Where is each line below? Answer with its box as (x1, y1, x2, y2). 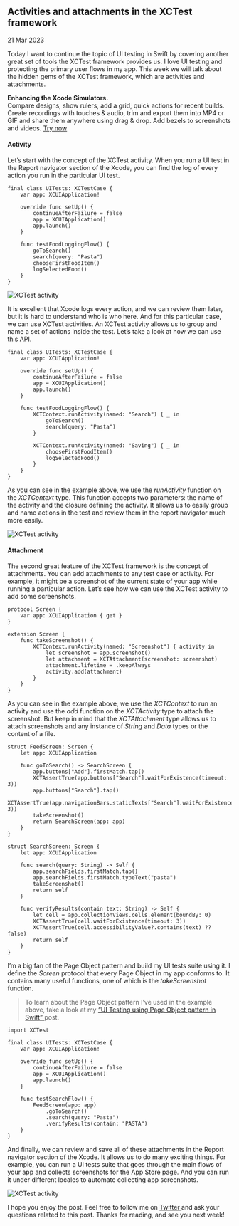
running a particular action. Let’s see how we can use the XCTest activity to (7, 585, 228, 593)
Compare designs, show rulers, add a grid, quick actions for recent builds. (7, 101, 225, 110)
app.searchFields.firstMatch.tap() (33, 868, 139, 875)
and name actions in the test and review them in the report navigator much (7, 508, 226, 517)
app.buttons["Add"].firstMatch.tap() (33, 768, 144, 775)
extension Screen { (7, 631, 65, 638)
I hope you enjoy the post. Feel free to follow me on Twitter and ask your (7, 1203, 220, 1212)
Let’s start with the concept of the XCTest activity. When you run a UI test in (7, 156, 230, 164)
